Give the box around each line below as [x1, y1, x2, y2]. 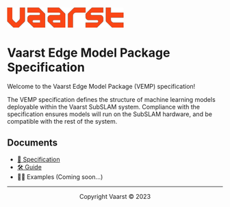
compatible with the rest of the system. [7, 117, 118, 125]
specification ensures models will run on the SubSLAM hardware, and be [7, 110, 212, 118]
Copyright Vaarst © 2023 [79, 192, 151, 200]
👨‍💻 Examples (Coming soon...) [16, 172, 103, 181]
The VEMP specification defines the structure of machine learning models [7, 95, 216, 103]
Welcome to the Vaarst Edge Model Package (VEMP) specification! [7, 82, 196, 90]
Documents [7, 137, 58, 149]
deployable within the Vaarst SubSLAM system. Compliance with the [7, 102, 201, 111]
